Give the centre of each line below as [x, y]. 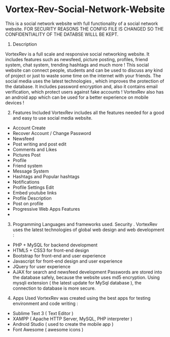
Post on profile [28, 203]
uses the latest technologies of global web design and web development [88, 230]
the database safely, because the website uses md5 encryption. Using [86, 277]
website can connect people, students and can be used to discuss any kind [84, 70]
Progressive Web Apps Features [46, 209]
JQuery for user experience [42, 266]
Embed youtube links [35, 192]
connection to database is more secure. [54, 288]
